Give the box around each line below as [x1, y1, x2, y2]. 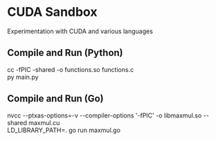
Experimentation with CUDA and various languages [7, 27, 154, 35]
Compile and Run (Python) [7, 47, 123, 59]
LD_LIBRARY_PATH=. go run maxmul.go [7, 126, 121, 134]
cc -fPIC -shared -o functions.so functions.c [7, 65, 134, 73]
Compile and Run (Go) [7, 93, 104, 104]
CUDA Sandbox [7, 4, 98, 20]
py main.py [7, 73, 39, 81]
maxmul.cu [28, 118, 60, 126]
